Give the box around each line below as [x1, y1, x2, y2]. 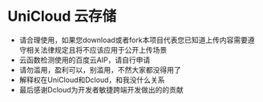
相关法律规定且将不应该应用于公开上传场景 [26, 45, 168, 54]
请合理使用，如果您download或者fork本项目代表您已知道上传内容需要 [18, 35, 248, 45]
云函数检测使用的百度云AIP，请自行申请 [18, 55, 151, 65]
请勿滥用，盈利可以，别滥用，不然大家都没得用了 [18, 65, 181, 74]
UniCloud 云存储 [7, 7, 117, 25]
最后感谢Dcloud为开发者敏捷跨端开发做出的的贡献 [18, 84, 184, 94]
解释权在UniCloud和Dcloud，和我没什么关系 [18, 75, 165, 84]
